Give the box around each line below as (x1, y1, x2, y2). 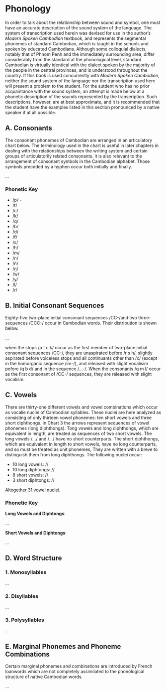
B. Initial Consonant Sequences (5, 301, 104, 310)
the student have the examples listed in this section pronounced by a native (5, 104, 160, 110)
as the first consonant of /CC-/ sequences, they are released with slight (5, 371, 152, 377)
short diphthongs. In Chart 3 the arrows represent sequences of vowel (5, 419, 150, 426)
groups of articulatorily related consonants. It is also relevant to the (5, 153, 143, 159)
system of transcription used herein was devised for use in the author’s (5, 30, 151, 36)
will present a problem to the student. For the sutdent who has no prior (5, 83, 150, 89)
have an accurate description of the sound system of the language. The (5, 24, 152, 30)
